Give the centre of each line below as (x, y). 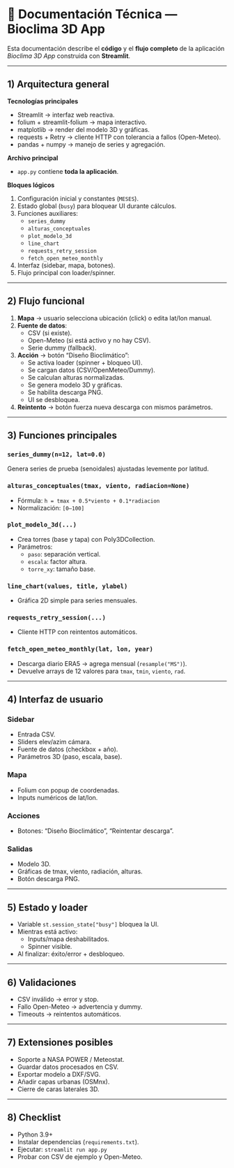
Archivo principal (33, 158)
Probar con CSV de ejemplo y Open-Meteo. (80, 1156)
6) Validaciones (42, 983)
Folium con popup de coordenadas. (68, 790)
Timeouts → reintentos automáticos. (69, 1014)
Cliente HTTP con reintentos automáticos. (77, 632)
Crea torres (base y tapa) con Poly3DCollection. (86, 539)
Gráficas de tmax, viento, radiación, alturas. (80, 871)
